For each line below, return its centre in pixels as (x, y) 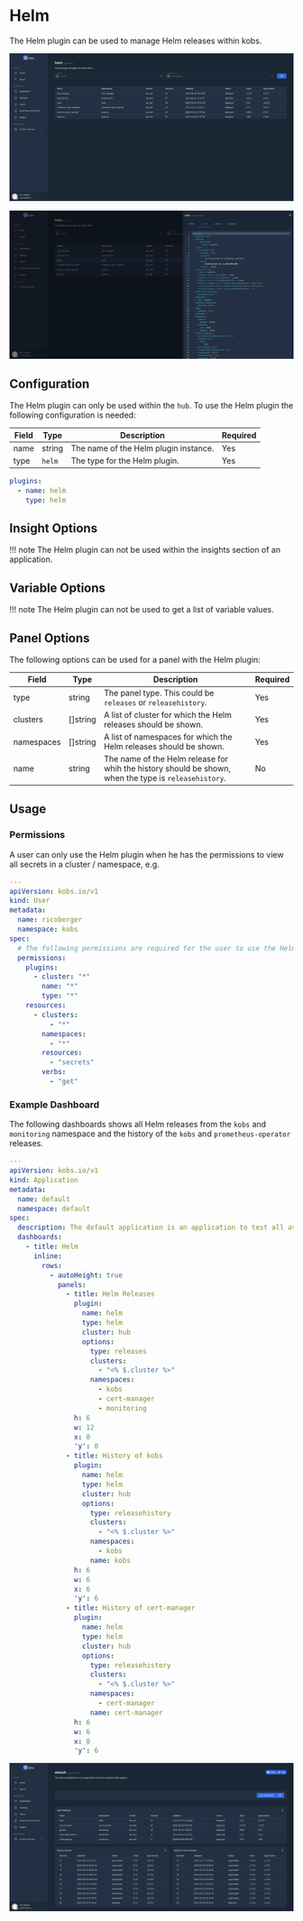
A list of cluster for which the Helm (167, 714)
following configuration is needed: (73, 415)
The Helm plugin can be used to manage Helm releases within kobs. (136, 41)
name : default (44, 1199)
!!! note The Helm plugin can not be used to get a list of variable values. (142, 610)
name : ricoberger (50, 920)
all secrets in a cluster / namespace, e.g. (84, 864)
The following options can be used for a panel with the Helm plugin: (135, 659)
